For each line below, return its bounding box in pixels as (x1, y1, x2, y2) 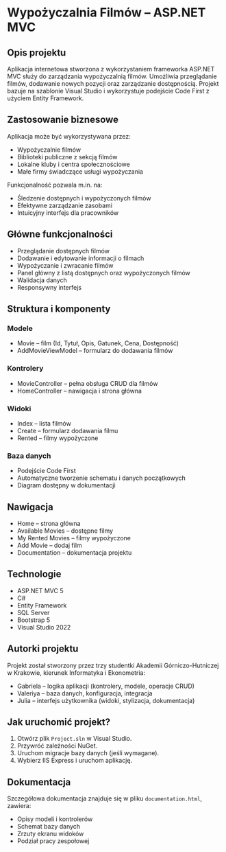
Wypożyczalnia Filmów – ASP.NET (7, 5, 206, 21)
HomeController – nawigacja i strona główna (16, 387, 142, 395)
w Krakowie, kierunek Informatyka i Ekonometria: (7, 668, 146, 677)
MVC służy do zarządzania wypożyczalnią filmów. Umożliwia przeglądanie (7, 72, 217, 80)
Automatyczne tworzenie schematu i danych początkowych (16, 474, 186, 482)
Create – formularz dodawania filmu (16, 426, 118, 435)
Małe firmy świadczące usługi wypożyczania (16, 167, 144, 176)
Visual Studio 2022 (16, 623, 71, 631)
